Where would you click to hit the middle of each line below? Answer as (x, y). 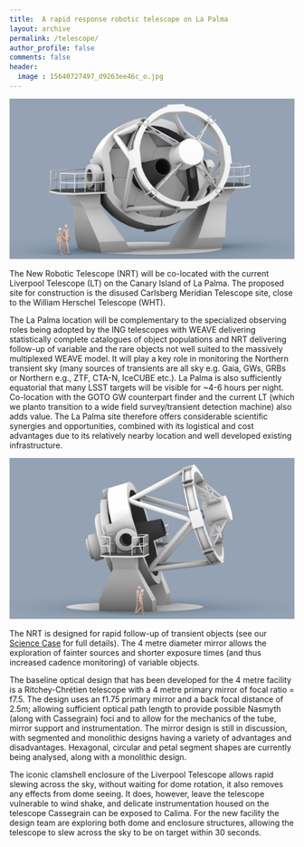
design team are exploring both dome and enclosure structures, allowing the (152, 823)
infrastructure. (36, 445)
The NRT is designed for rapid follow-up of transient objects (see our (138, 633)
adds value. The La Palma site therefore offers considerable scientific (139, 416)
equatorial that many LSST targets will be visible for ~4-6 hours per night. (147, 388)
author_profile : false (52, 48)
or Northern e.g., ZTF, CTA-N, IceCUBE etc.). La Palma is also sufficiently (146, 378)
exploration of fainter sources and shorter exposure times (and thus (136, 652)
